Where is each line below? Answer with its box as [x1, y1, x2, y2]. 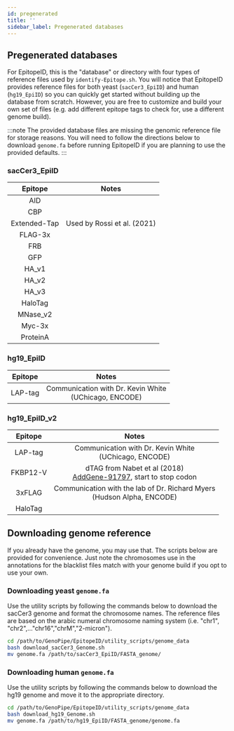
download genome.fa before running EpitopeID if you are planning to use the [7, 141, 226, 149]
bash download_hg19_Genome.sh [7, 711, 96, 718]
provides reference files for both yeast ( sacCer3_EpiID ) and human [7, 83, 199, 91]
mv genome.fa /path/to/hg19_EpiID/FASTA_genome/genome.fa [7, 717, 180, 724]
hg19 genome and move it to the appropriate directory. [7, 691, 165, 699]
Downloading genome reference [7, 527, 151, 540]
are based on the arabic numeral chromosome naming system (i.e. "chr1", [7, 617, 219, 625]
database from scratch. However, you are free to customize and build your [7, 97, 222, 106]
